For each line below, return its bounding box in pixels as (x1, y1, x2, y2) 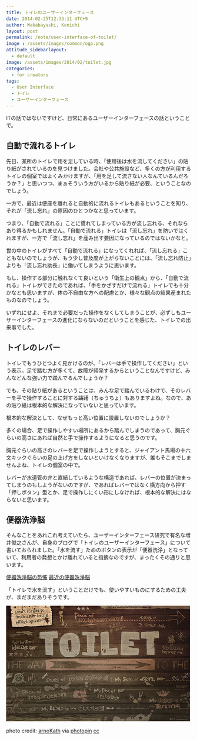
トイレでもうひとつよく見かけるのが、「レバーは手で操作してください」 (6, 359, 178, 366)
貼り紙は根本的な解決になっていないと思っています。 (11, 402, 139, 409)
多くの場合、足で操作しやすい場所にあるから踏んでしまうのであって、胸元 (6, 426, 186, 433)
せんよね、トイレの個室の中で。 (6, 461, 84, 468)
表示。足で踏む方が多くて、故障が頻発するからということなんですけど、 (11, 367, 186, 374)
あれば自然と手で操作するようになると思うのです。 (36, 434, 161, 441)
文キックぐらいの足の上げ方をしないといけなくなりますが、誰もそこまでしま (6, 454, 192, 461)
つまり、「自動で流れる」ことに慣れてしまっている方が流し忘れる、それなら (6, 219, 188, 227)
